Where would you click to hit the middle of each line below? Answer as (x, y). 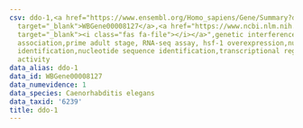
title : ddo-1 (34, 110)
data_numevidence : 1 (48, 85)
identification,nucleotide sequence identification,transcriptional (149, 51)
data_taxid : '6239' (46, 101)
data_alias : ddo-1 (44, 69)
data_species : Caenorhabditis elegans (82, 93)
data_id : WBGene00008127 (56, 77)
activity (34, 59)
